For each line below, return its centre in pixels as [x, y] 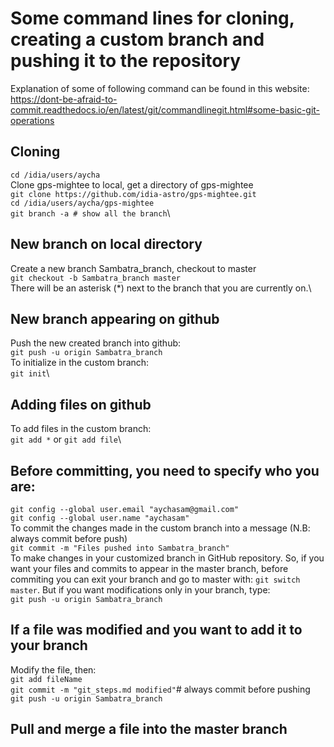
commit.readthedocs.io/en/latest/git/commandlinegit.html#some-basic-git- [165, 109]
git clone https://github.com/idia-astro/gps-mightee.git [133, 194]
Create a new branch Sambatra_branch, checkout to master [133, 268]
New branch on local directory [106, 244]
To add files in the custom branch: [81, 429]
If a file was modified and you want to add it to [156, 630]
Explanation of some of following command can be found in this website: [160, 88]
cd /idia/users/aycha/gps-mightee [82, 203]
